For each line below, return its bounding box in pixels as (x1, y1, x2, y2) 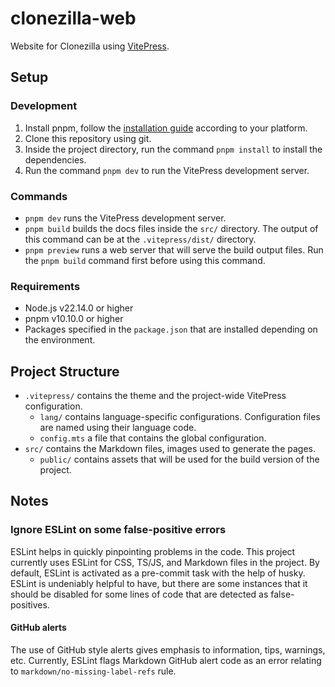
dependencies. (24, 153, 87, 166)
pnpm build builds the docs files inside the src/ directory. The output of (24, 222, 319, 234)
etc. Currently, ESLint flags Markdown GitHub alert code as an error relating (10, 654, 322, 666)
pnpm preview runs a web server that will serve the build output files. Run (24, 243, 324, 256)
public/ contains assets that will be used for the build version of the (39, 453, 320, 466)
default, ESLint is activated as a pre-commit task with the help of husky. (10, 567, 306, 579)
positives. (10, 598, 50, 611)
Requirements (10, 279, 81, 293)
